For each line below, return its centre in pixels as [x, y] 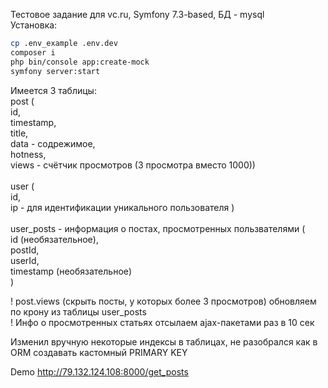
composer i [33, 52]
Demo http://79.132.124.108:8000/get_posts [99, 371]
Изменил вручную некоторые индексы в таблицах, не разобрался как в [164, 341]
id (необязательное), [54, 239]
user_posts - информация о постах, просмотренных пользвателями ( [158, 228]
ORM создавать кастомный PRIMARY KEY [99, 352]
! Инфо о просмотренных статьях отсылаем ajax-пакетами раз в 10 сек [162, 322]
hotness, [28, 154]
